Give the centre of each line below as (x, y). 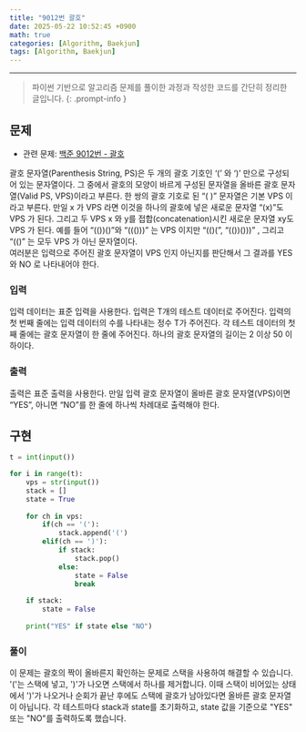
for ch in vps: (55, 516)
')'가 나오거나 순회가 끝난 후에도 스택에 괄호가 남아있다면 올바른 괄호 (147, 696)
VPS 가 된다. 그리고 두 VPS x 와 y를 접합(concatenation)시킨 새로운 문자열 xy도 (152, 219)
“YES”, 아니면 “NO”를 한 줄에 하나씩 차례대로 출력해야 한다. (115, 404)
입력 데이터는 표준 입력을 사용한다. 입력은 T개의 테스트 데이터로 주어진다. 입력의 (150, 311)
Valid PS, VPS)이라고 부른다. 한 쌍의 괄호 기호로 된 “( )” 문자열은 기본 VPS (152, 196)
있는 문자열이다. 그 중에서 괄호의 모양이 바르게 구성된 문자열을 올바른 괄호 (149, 184)
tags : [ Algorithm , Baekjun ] (63, 52)
